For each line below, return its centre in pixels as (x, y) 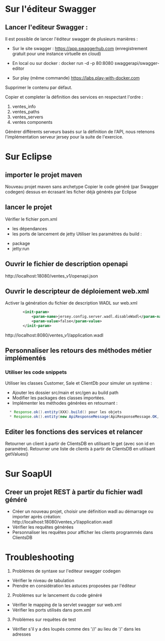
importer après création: (37, 517)
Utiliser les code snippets (36, 372)
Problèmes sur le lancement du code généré (57, 595)
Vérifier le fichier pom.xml (31, 219)
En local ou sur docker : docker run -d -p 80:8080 (63, 63)
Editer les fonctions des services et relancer (74, 432)
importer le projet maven (44, 175)
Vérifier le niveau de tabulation (43, 581)
